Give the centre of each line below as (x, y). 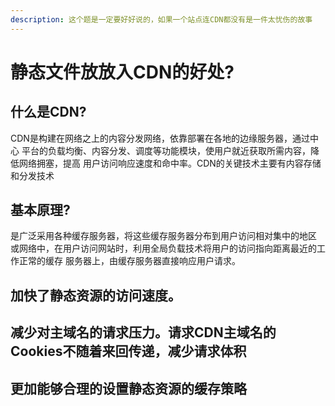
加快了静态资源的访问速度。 (96, 295)
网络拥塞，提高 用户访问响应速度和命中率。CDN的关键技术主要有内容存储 (170, 163)
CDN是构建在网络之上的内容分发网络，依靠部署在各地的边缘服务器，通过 (160, 138)
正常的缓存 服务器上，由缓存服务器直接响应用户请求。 (129, 261)
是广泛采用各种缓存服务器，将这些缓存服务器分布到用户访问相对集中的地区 (163, 236)
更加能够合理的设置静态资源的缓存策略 (128, 388)
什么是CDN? (48, 112)
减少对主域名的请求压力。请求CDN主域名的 (143, 332)
